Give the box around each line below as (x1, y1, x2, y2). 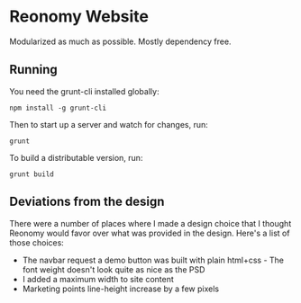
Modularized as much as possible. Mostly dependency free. (9, 36, 232, 47)
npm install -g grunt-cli (9, 103, 106, 112)
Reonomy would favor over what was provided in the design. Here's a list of (9, 227, 290, 238)
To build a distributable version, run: (9, 152, 143, 163)
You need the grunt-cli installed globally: (9, 85, 160, 96)
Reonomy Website (9, 6, 149, 27)
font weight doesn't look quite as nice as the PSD (22, 263, 205, 275)
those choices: (9, 236, 65, 248)
